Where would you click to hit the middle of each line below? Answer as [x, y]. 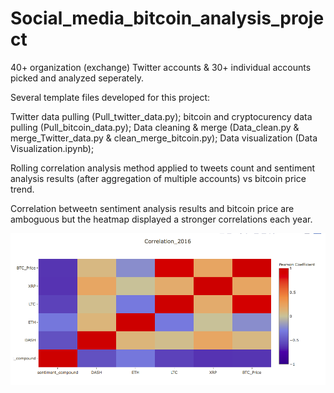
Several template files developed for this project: [110, 97]
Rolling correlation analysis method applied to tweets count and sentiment [163, 168]
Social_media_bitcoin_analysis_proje [167, 18]
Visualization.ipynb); [52, 148]
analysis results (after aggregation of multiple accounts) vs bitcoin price [158, 178]
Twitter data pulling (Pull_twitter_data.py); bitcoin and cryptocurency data [161, 116]
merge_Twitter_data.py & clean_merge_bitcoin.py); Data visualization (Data [164, 138]
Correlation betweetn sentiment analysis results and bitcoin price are [152, 208]
